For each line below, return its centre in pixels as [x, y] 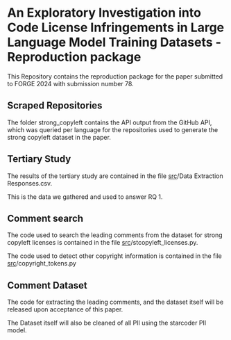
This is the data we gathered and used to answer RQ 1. [85, 197]
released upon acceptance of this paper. [65, 309]
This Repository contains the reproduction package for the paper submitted [115, 76]
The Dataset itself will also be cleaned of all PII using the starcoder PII [107, 323]
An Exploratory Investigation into [104, 13]
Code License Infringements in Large [116, 27]
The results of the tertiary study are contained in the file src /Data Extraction [115, 176]
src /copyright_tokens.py [42, 264]
